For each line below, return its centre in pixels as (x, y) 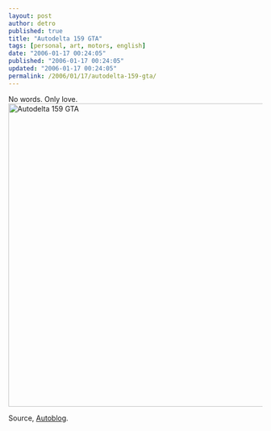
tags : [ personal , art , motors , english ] (77, 46)
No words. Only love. (43, 99)
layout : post (30, 16)
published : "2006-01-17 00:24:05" (67, 61)
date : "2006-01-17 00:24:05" (57, 53)
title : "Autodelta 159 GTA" (56, 38)
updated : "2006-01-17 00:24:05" (63, 69)
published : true (35, 31)
